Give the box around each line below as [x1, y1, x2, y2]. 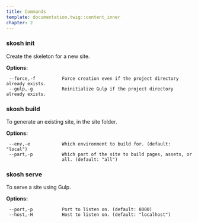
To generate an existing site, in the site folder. [6, 118, 117, 125]
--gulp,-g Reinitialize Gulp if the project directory [8, 86, 174, 92]
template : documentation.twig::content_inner [6, 14, 120, 20]
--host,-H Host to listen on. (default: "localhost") [8, 212, 171, 218]
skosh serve [6, 170, 43, 178]
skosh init [6, 39, 35, 47]
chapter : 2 [6, 20, 33, 25]
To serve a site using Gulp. [6, 184, 71, 191]
